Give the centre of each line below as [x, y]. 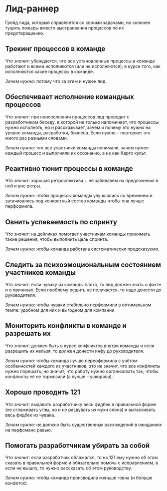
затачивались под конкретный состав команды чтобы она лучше [75, 201]
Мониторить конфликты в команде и [66, 326]
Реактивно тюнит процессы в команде [69, 169]
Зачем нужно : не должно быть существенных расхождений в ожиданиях [83, 425]
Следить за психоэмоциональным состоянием [83, 264]
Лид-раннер [32, 9]
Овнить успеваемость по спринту [61, 222]
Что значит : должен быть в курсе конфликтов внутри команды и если [80, 346]
